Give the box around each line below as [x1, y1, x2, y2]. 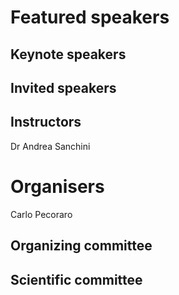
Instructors [10, 114, 82, 131]
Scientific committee [10, 271, 143, 288]
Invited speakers [10, 79, 117, 96]
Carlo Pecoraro [10, 208, 73, 220]
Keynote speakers [10, 46, 127, 63]
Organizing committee [10, 237, 153, 255]
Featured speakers [10, 6, 170, 29]
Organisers [10, 175, 105, 198]
